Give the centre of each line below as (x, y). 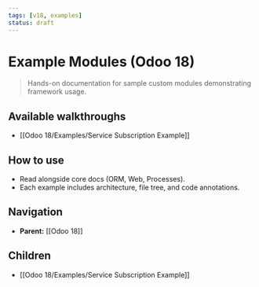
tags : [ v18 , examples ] (45, 15)
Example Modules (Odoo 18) (102, 62)
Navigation (35, 212)
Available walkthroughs (67, 116)
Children (29, 256)
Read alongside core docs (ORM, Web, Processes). (102, 179)
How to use (36, 160)
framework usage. (57, 92)
